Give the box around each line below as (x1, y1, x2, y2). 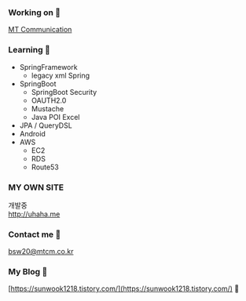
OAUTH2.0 (31, 96, 67, 105)
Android (19, 129, 46, 138)
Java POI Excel (31, 112, 80, 121)
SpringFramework (19, 62, 78, 71)
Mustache (31, 103, 64, 113)
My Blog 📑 (8, 267, 48, 277)
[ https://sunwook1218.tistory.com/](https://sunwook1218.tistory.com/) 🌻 (8, 284, 240, 293)
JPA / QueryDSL (19, 121, 72, 130)
